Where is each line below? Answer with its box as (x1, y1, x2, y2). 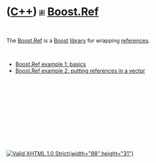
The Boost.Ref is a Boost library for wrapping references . (6, 37, 150, 44)
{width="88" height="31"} (68, 150, 134, 157)
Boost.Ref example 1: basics (15, 60, 86, 68)
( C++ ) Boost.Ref (6, 5, 99, 19)
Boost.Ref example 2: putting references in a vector (15, 67, 146, 74)
